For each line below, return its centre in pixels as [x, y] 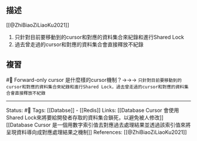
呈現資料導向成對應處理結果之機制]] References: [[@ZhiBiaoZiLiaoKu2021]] [96, 132]
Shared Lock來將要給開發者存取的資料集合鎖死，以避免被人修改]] [85, 117]
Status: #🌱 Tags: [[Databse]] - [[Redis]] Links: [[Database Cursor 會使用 [93, 110]
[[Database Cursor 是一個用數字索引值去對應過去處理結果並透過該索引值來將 [98, 125]
